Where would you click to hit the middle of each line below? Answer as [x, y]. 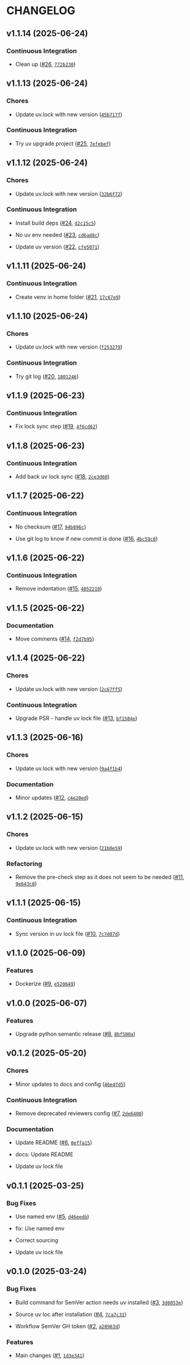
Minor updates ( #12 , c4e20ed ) [52, 797]
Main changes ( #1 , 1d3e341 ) [50, 1355]
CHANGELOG [41, 11]
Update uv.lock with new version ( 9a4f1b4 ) [69, 768]
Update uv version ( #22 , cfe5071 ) [57, 247]
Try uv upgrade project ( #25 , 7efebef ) [63, 143]
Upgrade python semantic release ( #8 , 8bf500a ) [75, 1034]
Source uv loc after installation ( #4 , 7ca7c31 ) [71, 1314]
